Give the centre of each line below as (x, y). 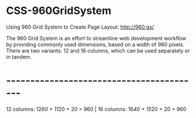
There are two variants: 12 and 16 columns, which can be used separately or (98, 50)
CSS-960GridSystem (59, 11)
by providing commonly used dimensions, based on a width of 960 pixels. (95, 44)
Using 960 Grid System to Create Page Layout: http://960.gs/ (80, 27)
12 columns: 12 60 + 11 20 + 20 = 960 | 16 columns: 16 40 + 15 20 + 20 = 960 (96, 109)
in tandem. (19, 57)
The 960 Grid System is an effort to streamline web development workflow (96, 38)
